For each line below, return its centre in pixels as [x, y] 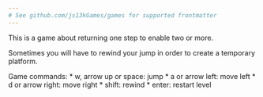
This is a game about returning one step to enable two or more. [111, 38]
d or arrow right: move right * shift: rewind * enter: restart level [110, 84]
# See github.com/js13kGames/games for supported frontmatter [113, 15]
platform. [23, 61]
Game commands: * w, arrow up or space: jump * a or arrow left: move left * [132, 76]
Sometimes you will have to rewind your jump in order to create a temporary [131, 52]
